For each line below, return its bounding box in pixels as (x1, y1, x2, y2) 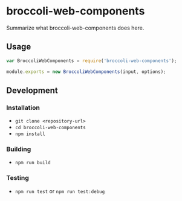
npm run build (15, 160, 51, 166)
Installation (6, 103, 41, 112)
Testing (6, 174, 29, 182)
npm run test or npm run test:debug (15, 187, 105, 194)
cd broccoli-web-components (15, 125, 86, 131)
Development (6, 85, 59, 95)
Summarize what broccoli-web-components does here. (6, 24, 145, 31)
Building (6, 145, 31, 153)
